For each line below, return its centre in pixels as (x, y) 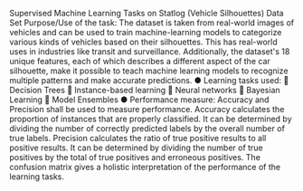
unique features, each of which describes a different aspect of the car (140, 61)
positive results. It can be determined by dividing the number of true (137, 148)
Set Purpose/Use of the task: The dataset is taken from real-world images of (152, 23)
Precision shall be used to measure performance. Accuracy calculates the (147, 109)
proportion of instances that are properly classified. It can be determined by (151, 119)
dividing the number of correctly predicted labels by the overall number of (147, 129)
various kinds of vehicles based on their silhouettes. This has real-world (143, 42)
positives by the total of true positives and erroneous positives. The (135, 157)
